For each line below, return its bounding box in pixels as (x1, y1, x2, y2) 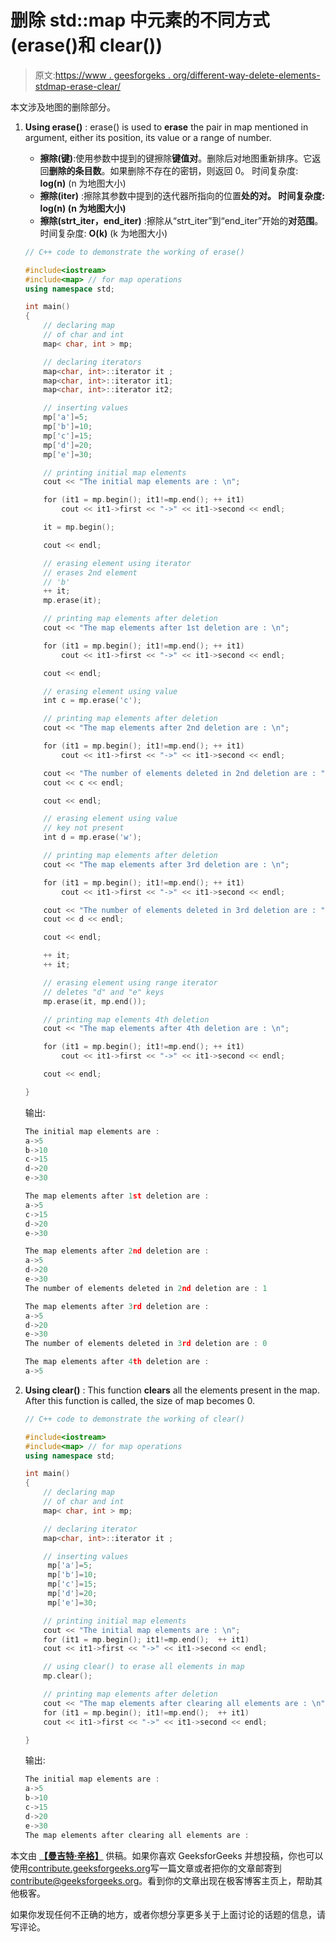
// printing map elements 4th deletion (43, 1014, 210, 1025)
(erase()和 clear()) (10, 34, 163, 57)
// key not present (43, 823, 125, 833)
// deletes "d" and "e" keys (43, 987, 165, 997)
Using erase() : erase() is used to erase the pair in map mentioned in (24, 121, 309, 133)
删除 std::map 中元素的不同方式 (10, 9, 270, 32)
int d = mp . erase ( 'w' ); (43, 832, 142, 843)
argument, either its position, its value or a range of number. (24, 131, 272, 143)
